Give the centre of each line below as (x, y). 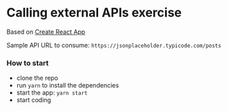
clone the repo (37, 78)
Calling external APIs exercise (94, 13)
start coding (34, 100)
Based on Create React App (46, 32)
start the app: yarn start (52, 93)
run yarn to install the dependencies (67, 85)
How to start (28, 63)
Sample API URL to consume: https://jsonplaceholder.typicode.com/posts (114, 45)
